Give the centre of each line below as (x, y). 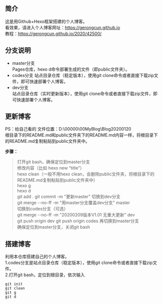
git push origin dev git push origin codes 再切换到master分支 (78, 221)
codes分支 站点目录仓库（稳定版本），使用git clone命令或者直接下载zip (83, 75)
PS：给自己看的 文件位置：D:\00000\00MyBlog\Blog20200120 (68, 129)
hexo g (24, 186)
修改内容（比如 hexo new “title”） (51, 168)
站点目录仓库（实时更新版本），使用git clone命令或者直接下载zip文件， (83, 94)
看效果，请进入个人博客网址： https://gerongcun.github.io (63, 27)
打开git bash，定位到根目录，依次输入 (47, 275)
